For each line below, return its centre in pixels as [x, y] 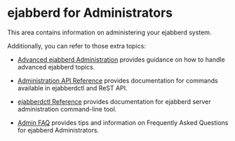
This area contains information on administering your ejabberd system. [109, 32]
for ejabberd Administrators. [58, 130]
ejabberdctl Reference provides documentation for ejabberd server [114, 101]
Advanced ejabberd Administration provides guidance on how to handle [121, 59]
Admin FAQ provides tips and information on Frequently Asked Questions [123, 122]
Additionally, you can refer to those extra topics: [76, 46]
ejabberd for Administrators [90, 13]
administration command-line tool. [67, 109]
